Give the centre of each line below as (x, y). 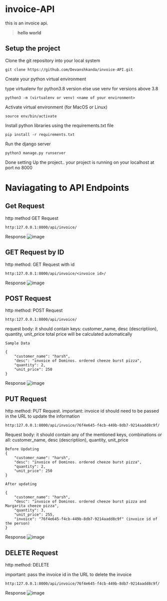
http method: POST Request (34, 310)
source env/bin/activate (31, 116)
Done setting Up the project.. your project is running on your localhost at (80, 162)
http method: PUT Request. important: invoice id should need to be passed (82, 411)
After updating (21, 484)
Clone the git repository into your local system (53, 60)
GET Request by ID (35, 253)
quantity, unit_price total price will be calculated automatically (69, 334)
